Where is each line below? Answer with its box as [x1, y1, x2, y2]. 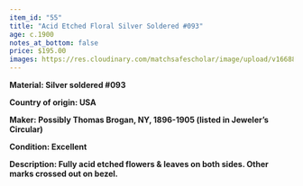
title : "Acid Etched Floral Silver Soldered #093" [9, 22, 204, 31]
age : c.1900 [9, 30, 54, 39]
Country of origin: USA [9, 97, 96, 108]
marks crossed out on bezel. [9, 168, 119, 179]
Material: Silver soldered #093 [9, 80, 126, 90]
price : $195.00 [9, 47, 67, 56]
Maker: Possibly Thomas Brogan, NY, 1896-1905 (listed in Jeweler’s [9, 114, 269, 125]
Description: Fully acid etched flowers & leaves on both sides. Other [9, 159, 269, 169]
